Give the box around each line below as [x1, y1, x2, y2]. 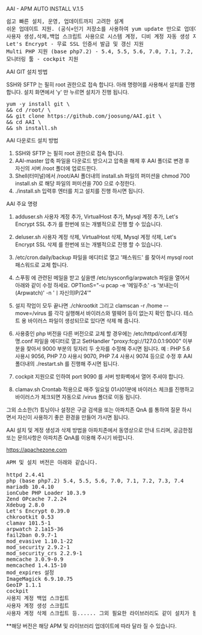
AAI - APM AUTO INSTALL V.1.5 [6, 5, 84, 12]
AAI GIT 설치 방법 [6, 68, 48, 75]
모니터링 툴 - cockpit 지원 [6, 56, 79, 62]
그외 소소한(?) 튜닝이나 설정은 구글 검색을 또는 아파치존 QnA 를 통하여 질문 [6, 406, 180, 413]
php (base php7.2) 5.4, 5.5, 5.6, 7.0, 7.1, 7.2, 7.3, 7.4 [6, 477, 185, 484]
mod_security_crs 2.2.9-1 [6, 550, 83, 557]
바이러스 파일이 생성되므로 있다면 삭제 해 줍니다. [28, 317, 140, 324]
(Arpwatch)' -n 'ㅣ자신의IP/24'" [14, 289, 91, 296]
